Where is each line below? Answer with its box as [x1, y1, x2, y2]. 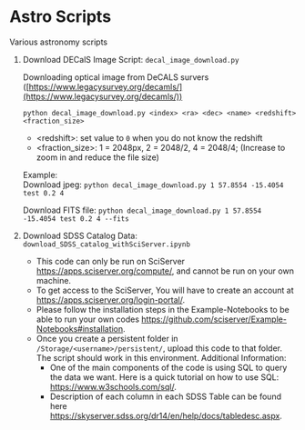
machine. [36, 275, 71, 285]
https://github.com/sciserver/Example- [140, 314, 287, 325]
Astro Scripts [9, 6, 112, 27]
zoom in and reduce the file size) [36, 152, 159, 163]
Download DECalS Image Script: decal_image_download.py [22, 54, 239, 65]
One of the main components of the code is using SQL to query [49, 362, 288, 373]
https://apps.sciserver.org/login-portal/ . [36, 294, 185, 305]
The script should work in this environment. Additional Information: [36, 352, 287, 363]
